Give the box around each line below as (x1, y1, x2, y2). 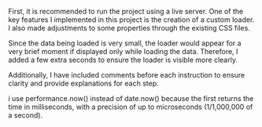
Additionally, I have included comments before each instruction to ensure (8, 71, 245, 79)
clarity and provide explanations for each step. (8, 78, 159, 88)
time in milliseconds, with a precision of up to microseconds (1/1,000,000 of (8, 102, 253, 111)
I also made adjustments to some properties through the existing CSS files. (8, 24, 250, 32)
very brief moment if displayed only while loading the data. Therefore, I (8, 47, 238, 56)
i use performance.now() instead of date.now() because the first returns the (8, 94, 254, 103)
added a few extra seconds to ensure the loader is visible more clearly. (8, 55, 238, 64)
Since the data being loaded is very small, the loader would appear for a (8, 38, 242, 48)
